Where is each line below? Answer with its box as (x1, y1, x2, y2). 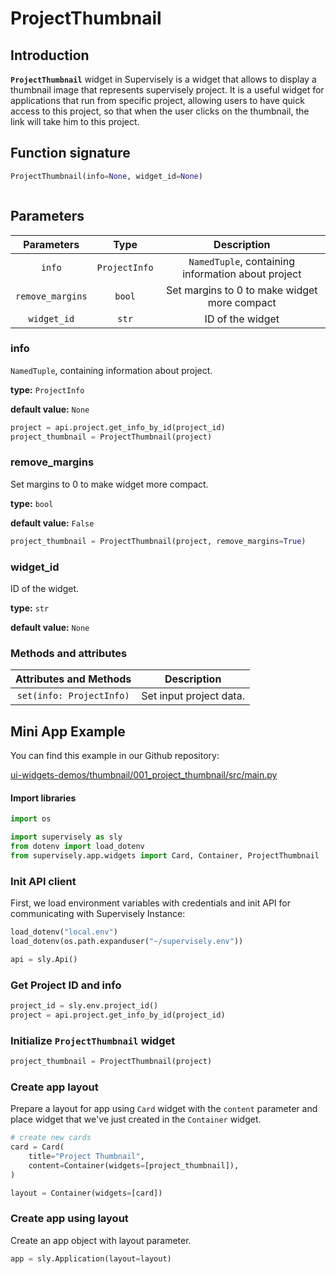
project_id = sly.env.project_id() (10, 1001, 159, 1011)
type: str (10, 602, 50, 614)
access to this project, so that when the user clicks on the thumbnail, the (10, 105, 310, 117)
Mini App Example (10, 723, 126, 740)
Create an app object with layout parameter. (10, 1234, 192, 1246)
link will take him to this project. (10, 116, 140, 127)
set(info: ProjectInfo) (16, 690, 130, 702)
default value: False (10, 517, 95, 529)
